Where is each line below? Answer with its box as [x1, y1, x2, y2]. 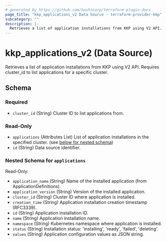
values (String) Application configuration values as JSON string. [12, 231, 144, 237]
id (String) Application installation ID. [12, 210, 88, 216]
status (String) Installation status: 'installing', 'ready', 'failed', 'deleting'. [12, 226, 158, 232]
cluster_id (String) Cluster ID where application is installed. [12, 194, 136, 200]
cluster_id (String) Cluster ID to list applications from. [12, 110, 124, 116]
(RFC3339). [12, 204, 37, 210]
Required [5, 98, 28, 105]
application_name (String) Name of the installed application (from [12, 178, 147, 184]
